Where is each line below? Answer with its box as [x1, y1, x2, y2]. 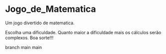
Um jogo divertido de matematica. [5, 20, 75, 26]
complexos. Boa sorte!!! [5, 35, 54, 41]
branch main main [5, 44, 42, 50]
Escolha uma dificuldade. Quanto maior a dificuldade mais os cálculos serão [5, 29, 162, 35]
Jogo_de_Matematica [5, 3, 96, 15]
